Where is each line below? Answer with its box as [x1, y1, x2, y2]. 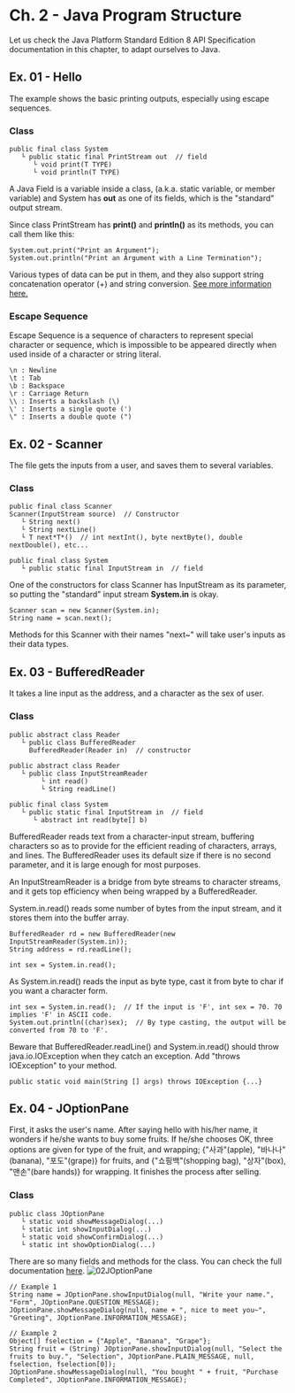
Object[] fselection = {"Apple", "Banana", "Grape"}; [9, 1336, 212, 1345]
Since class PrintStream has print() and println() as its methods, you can [9, 219, 274, 230]
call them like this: [9, 229, 75, 240]
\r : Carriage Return [9, 389, 89, 398]
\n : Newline [9, 366, 57, 375]
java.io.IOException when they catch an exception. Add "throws [9, 1051, 241, 1061]
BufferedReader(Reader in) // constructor [28, 745, 192, 755]
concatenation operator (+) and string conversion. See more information [9, 279, 272, 289]
